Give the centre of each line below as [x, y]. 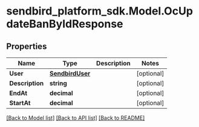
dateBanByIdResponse [65, 24]
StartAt [20, 103]
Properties [27, 46]
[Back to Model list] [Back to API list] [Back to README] [76, 118]
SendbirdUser [70, 73]
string [58, 83]
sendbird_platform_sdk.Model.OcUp [100, 11]
